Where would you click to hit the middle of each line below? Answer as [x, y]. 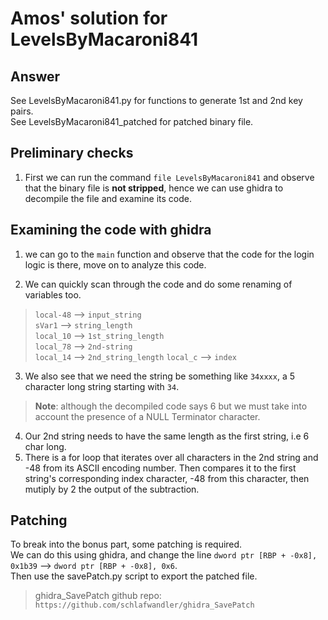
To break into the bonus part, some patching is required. [126, 544]
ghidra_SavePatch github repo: [98, 596]
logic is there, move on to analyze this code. [115, 264]
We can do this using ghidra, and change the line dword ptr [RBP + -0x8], [164, 555]
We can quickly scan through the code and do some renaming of [158, 284]
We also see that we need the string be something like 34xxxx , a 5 [159, 376]
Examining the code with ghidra [111, 230]
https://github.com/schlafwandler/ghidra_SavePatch [144, 605]
